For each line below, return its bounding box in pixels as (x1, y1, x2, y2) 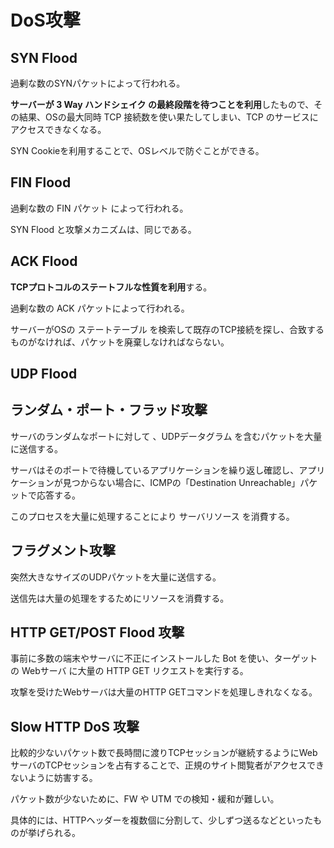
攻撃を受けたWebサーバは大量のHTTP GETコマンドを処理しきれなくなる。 (10, 686, 318, 698)
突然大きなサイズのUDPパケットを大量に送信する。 (10, 571, 222, 583)
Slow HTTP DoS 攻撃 (10, 718, 140, 735)
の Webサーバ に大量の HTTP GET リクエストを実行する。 (10, 665, 249, 677)
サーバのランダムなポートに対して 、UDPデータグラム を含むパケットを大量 (10, 430, 323, 442)
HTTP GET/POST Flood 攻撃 (10, 624, 185, 641)
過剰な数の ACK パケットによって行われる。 (10, 302, 190, 314)
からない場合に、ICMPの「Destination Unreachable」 (79, 476, 301, 488)
